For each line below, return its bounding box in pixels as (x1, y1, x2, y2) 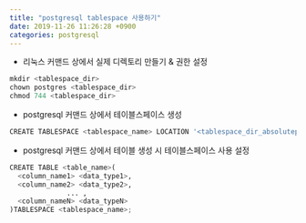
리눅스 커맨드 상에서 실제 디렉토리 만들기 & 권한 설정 (22, 56, 208, 67)
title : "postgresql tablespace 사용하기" (9, 13, 161, 23)
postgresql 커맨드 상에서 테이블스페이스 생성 (22, 109, 182, 119)
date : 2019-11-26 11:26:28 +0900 (9, 22, 137, 31)
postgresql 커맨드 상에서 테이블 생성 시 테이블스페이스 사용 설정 (22, 145, 250, 156)
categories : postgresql (9, 30, 100, 39)
